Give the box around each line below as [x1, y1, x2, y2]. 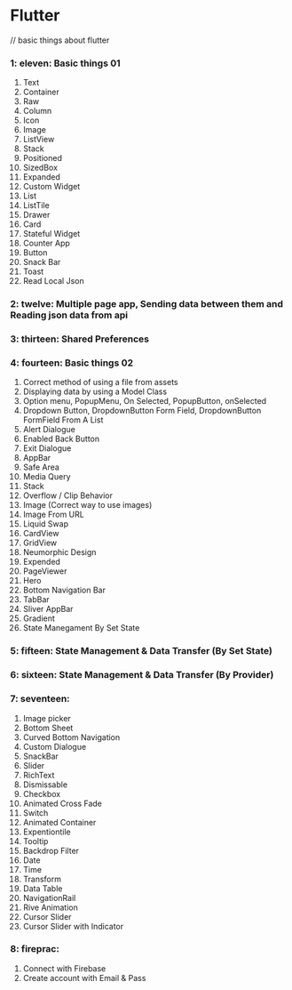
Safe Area [22, 462, 60, 472]
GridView [22, 537, 58, 548]
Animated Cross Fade [22, 798, 103, 809]
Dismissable [22, 779, 68, 790]
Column [22, 106, 52, 117]
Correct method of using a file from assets [22, 377, 178, 388]
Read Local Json [22, 276, 84, 286]
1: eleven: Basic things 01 [10, 57, 121, 69]
